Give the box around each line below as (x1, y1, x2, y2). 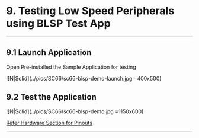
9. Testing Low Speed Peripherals (6, 4, 175, 18)
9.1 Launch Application (6, 47, 92, 57)
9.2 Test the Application (6, 92, 97, 102)
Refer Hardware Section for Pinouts (6, 119, 93, 126)
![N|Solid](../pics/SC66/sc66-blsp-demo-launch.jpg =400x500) (6, 75, 162, 82)
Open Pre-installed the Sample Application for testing (6, 63, 136, 70)
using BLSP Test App (6, 17, 111, 30)
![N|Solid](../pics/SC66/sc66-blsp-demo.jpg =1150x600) (6, 108, 144, 115)
